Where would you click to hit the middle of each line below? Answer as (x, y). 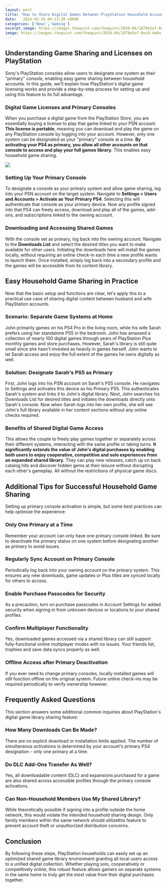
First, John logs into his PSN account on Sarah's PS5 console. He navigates (83, 383)
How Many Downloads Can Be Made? (51, 730)
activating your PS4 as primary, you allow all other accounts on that (77, 145)
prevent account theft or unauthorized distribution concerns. (67, 826)
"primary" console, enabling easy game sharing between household (75, 78)
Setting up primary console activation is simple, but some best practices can (83, 506)
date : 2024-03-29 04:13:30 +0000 (42, 19)
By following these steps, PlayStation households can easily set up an (77, 854)
